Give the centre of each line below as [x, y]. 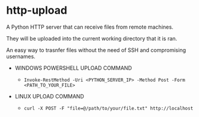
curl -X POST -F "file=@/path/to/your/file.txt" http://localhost [108, 108]
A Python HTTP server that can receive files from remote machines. [90, 27]
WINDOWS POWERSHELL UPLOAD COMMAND [73, 68]
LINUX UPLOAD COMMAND [49, 96]
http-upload [37, 10]
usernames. [21, 56]
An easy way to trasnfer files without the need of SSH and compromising [96, 50]
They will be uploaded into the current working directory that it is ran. [92, 38]
